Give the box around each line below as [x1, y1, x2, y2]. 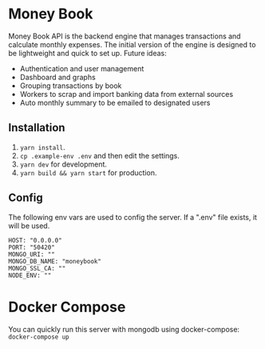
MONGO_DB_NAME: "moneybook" [8, 257, 102, 265]
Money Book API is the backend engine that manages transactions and [8, 31, 241, 41]
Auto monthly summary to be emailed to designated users [19, 98, 211, 107]
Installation [8, 121, 65, 134]
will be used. [8, 221, 50, 231]
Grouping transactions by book [19, 81, 122, 90]
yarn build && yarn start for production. [19, 167, 157, 177]
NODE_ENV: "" [8, 271, 52, 279]
